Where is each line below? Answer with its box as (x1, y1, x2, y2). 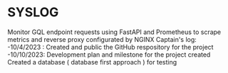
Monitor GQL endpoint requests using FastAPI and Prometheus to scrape (7, 28, 222, 36)
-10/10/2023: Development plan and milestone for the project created (7, 50, 211, 59)
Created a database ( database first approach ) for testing (7, 57, 177, 66)
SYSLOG (7, 4, 59, 21)
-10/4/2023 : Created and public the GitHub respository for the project (7, 43, 214, 51)
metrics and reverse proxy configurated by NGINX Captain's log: (7, 35, 197, 43)
